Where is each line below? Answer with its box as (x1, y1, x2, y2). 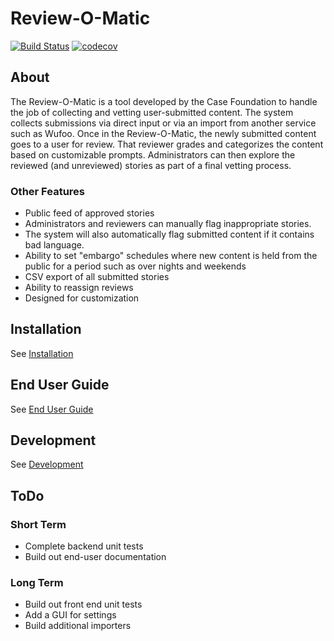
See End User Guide (10, 403, 94, 415)
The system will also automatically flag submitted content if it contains (24, 228, 315, 241)
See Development (10, 458, 84, 471)
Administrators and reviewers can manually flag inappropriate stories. (24, 218, 312, 230)
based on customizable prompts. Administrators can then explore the (10, 148, 296, 161)
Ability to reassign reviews (24, 282, 134, 294)
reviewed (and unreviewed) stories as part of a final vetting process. (10, 159, 292, 171)
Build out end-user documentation (24, 551, 167, 563)
